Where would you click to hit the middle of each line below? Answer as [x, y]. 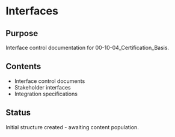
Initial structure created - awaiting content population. [72, 127]
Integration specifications [46, 94]
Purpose [22, 33]
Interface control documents [50, 81]
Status [18, 113]
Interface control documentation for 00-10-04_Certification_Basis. [87, 47]
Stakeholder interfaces [42, 87]
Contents [23, 66]
